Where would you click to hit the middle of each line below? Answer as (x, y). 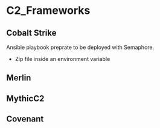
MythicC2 (25, 98)
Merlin (19, 78)
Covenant (25, 119)
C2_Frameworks (48, 11)
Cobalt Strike (31, 33)
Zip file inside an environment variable (62, 59)
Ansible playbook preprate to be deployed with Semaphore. (80, 47)
